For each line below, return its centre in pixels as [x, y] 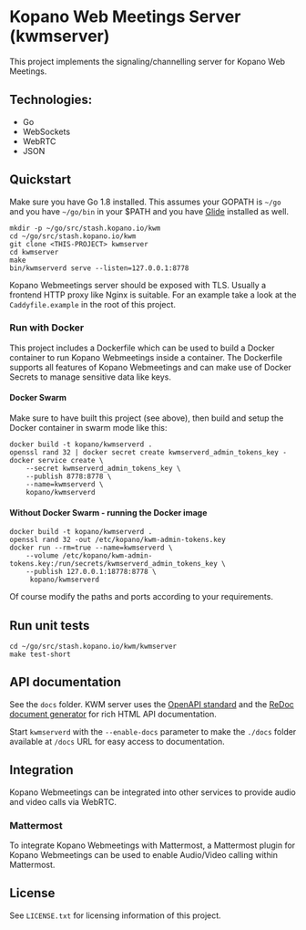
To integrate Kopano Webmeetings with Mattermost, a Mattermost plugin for [153, 845]
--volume [42, 556]
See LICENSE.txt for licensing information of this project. [115, 915]
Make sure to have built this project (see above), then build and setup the [147, 418]
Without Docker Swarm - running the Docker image [108, 512]
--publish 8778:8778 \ [69, 476]
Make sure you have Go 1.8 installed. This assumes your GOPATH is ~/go [145, 202]
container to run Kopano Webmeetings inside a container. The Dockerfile [146, 357]
